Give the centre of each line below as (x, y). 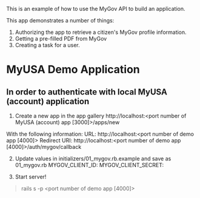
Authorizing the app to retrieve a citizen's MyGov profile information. (101, 32)
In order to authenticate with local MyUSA (87, 92)
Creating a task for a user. (47, 45)
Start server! (31, 177)
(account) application (48, 101)
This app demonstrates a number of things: (60, 20)
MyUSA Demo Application (73, 70)
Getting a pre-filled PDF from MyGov (61, 38)
